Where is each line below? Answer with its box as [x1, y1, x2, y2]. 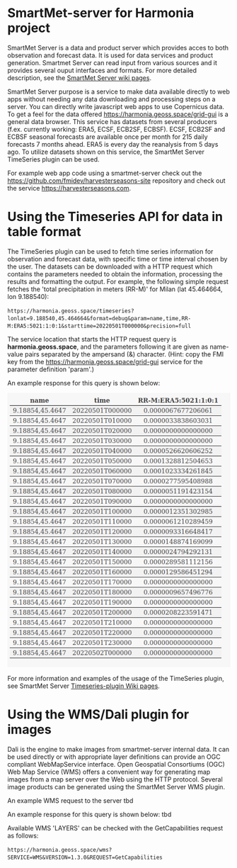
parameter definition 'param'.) [7, 365, 94, 373]
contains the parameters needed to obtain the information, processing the [7, 269, 223, 278]
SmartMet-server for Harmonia [7, 5, 195, 21]
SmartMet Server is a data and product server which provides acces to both [7, 43, 229, 52]
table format [7, 224, 81, 240]
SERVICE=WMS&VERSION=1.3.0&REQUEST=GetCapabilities [7, 854, 163, 861]
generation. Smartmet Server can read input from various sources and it [7, 58, 218, 67]
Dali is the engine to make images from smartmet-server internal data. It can [7, 745, 230, 753]
